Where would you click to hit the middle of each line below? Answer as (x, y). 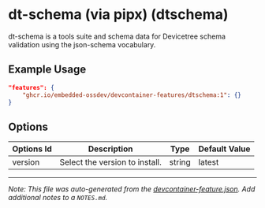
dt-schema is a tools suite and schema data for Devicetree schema (117, 36)
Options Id (32, 149)
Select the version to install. (110, 162)
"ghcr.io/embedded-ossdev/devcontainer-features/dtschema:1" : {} (132, 95)
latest (209, 162)
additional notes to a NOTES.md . (58, 198)
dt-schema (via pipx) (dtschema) (118, 15)
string (180, 162)
